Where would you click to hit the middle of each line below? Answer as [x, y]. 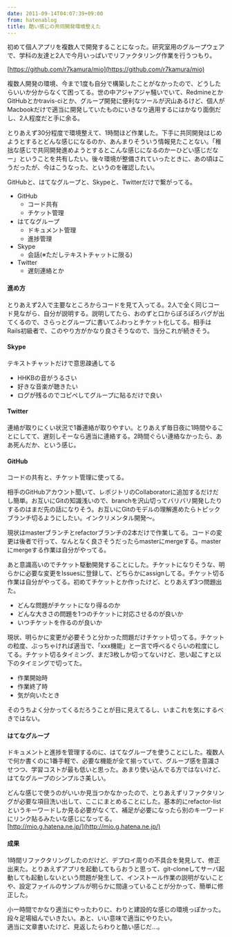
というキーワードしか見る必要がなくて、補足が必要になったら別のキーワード [116, 810]
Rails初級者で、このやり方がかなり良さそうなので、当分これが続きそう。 [110, 331]
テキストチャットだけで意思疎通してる [61, 363]
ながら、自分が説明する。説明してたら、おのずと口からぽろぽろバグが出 [122, 313]
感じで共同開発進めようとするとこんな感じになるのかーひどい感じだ [116, 150]
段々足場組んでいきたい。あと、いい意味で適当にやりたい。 [91, 918]
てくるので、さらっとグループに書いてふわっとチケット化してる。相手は [109, 322]
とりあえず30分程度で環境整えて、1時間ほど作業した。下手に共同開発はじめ [115, 133]
